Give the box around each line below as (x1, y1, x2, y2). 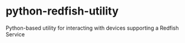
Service (5, 30, 25, 38)
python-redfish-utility (5, 4, 119, 18)
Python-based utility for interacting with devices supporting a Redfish (5, 24, 179, 31)
